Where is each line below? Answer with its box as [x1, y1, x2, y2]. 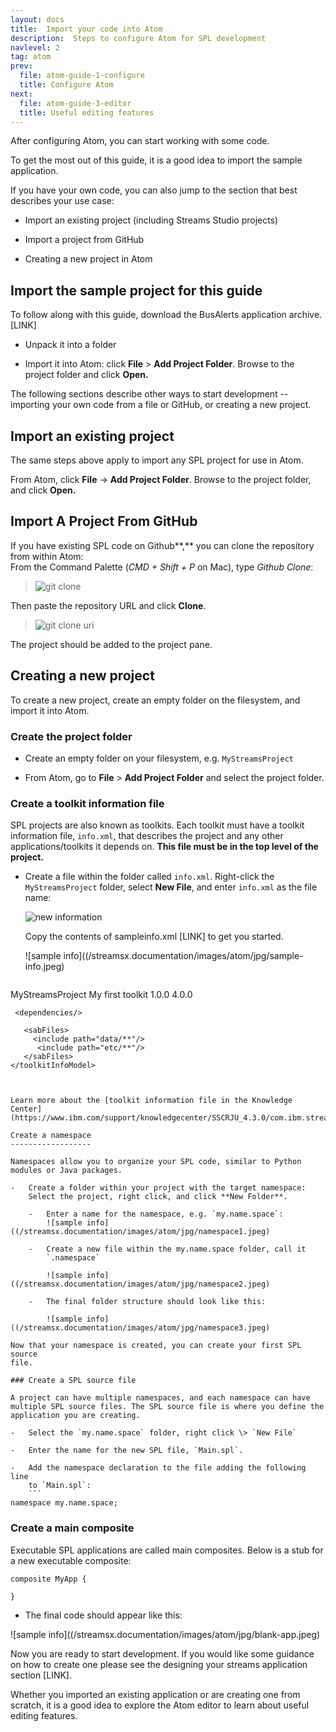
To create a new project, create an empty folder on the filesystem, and [10, 694, 301, 706]
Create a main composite [10, 1521, 135, 1535]
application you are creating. [10, 1411, 141, 1421]
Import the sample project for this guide [10, 282, 263, 299]
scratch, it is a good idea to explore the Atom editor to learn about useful [10, 1699, 310, 1711]
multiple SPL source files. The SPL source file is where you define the [10, 1402, 325, 1412]
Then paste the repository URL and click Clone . [10, 599, 207, 611]
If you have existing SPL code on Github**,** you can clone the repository [10, 539, 315, 551]
